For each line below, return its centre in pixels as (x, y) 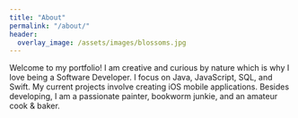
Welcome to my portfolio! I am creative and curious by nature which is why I (149, 68)
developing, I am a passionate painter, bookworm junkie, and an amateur (144, 97)
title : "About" (38, 17)
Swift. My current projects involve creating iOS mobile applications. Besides (149, 87)
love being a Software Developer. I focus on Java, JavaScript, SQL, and (141, 78)
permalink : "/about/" (50, 26)
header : (24, 34)
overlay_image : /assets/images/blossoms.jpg (102, 42)
